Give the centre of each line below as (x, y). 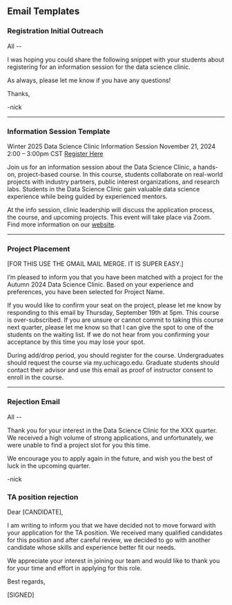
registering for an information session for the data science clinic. (99, 67)
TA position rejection (43, 497)
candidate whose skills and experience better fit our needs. (91, 547)
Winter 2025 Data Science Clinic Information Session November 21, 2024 (112, 146)
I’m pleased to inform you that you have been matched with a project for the (115, 277)
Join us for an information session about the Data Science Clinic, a (102, 167)
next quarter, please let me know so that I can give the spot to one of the (110, 327)
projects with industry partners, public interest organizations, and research (113, 182)
